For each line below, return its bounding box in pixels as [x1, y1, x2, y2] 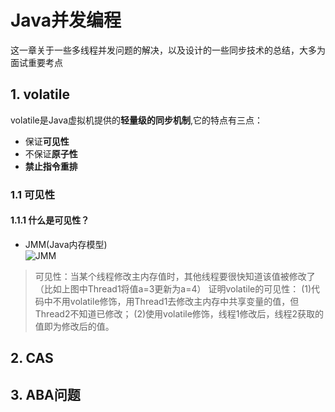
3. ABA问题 [10, 386, 81, 403]
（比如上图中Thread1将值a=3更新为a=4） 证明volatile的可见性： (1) [34, 282, 312, 295]
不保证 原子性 [24, 147, 78, 160]
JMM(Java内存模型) [24, 238, 108, 250]
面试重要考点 [10, 56, 63, 68]
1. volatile [10, 86, 70, 103]
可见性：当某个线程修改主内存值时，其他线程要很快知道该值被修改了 [34, 270, 316, 282]
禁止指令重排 [24, 160, 78, 172]
